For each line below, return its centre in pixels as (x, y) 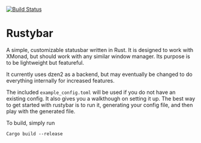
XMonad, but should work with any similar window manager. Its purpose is (98, 56)
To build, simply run (31, 123)
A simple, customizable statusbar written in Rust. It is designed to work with (100, 50)
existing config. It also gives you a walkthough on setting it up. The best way (101, 98)
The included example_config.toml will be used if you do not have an (91, 92)
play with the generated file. (41, 111)
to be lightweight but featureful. (45, 62)
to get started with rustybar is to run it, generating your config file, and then (100, 105)
